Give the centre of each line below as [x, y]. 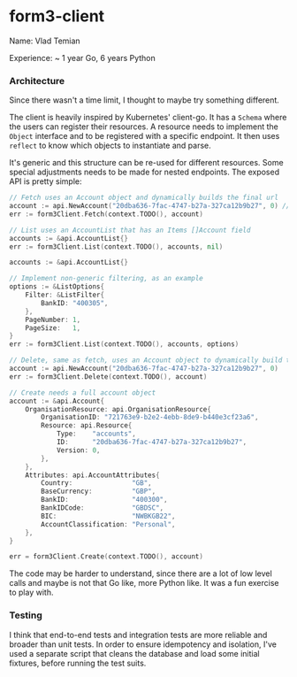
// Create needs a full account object [83, 392]
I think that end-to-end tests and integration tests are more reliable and [138, 635]
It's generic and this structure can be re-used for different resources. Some [147, 163]
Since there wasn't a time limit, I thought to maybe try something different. [145, 100]
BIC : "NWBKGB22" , [108, 516]
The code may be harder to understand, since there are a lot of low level [141, 573]
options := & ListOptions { [57, 287]
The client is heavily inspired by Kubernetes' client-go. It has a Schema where [148, 118]
